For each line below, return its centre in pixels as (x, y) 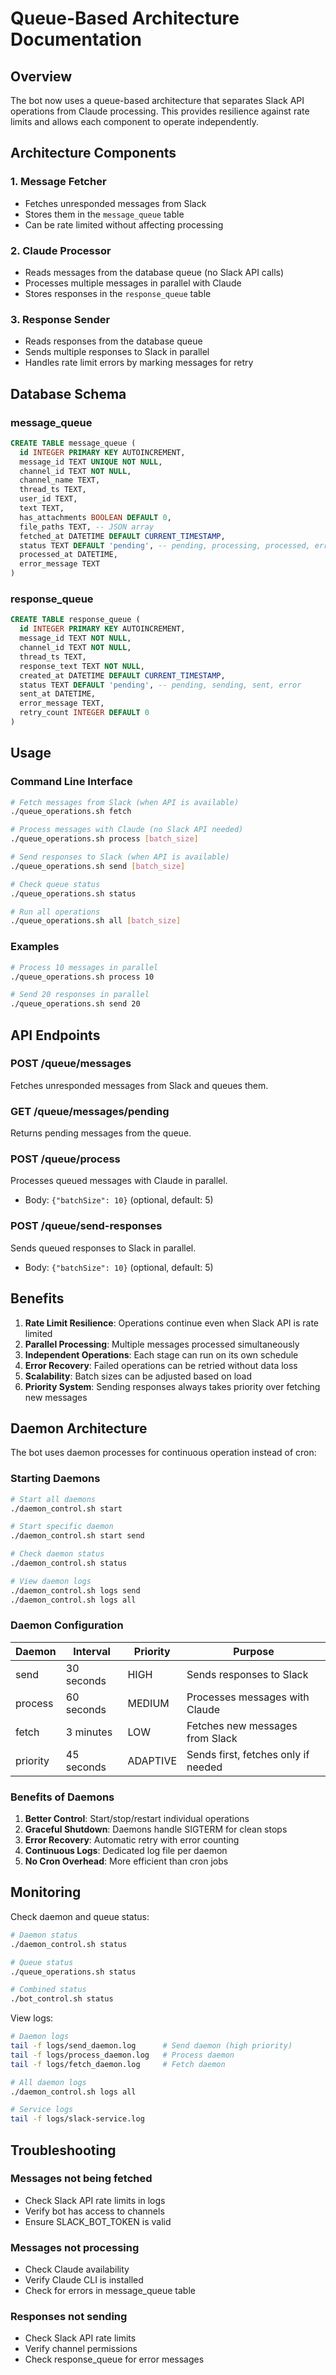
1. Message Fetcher (58, 182)
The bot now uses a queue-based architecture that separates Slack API (157, 100)
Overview (41, 76)
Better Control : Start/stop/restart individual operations (137, 1819)
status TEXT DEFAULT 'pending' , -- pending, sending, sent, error (160, 685)
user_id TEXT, (48, 499)
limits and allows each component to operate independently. (134, 121)
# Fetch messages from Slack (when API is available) (125, 802)
